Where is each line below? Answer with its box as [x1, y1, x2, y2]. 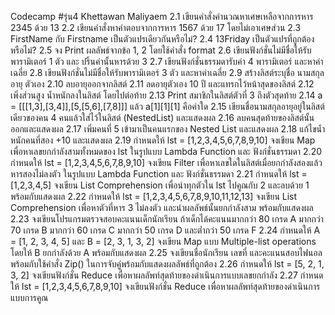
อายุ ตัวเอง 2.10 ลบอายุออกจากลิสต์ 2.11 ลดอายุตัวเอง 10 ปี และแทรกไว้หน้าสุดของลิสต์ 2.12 [10, 78, 315, 90]
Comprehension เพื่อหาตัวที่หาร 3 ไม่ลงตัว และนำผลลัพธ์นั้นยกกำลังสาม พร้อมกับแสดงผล [10, 202, 314, 213]
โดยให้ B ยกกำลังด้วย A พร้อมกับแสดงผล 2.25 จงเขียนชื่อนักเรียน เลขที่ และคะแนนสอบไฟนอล [10, 247, 323, 258]
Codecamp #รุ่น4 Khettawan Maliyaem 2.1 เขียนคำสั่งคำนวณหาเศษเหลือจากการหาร [10, 11, 314, 22]
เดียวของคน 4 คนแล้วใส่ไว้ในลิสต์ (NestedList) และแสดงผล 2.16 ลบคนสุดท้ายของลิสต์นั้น [10, 112, 315, 123]
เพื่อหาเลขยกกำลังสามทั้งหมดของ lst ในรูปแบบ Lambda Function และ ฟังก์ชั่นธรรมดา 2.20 [10, 146, 323, 157]
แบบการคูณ [10, 292, 49, 303]
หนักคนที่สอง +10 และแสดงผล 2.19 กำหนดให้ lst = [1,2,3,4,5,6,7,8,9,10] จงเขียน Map [10, 134, 316, 146]
